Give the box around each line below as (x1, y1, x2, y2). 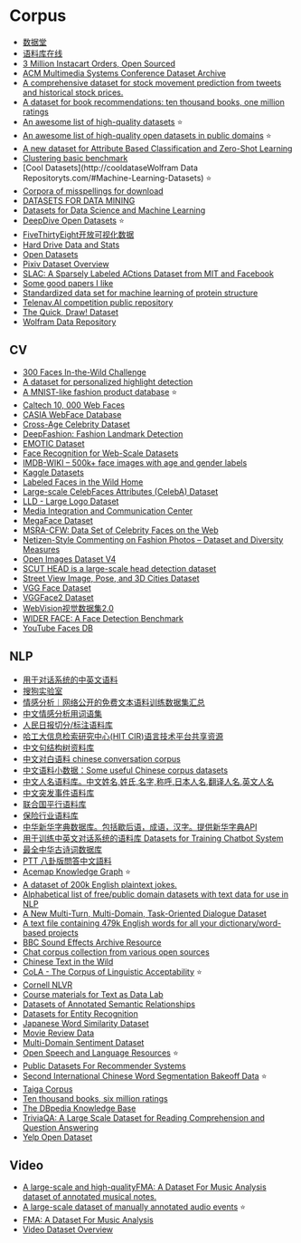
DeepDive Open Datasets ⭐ (22, 215, 125, 226)
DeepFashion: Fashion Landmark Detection (22, 428, 183, 439)
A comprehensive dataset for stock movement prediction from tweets (22, 77, 282, 88)
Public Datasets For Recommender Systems (22, 1060, 187, 1071)
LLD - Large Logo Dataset (22, 496, 119, 506)
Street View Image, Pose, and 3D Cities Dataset (22, 573, 200, 583)
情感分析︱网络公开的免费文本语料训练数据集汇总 (22, 697, 205, 708)
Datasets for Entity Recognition (22, 1007, 138, 1019)
